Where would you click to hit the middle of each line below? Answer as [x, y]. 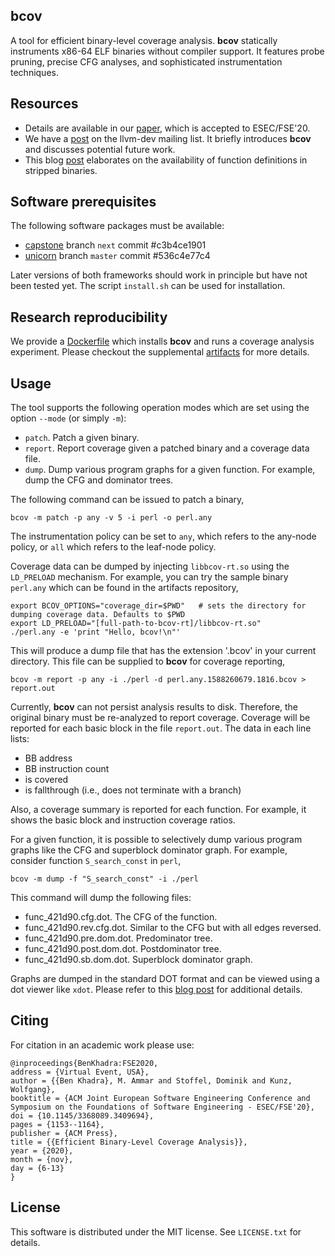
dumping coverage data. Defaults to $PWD [98, 615]
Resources [44, 104]
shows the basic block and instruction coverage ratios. [123, 820]
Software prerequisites [83, 202]
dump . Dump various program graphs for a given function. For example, [170, 470]
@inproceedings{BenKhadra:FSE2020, [84, 1063]
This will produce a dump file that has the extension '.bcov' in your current [163, 651]
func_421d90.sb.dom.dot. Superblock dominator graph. [138, 960]
